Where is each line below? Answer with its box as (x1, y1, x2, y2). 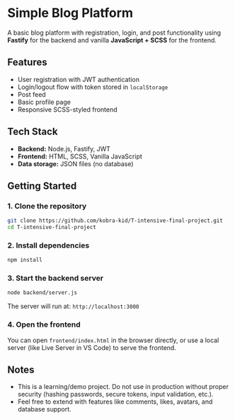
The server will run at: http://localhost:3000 (7, 302, 139, 310)
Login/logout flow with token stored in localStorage (17, 83, 168, 91)
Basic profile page (17, 98, 71, 106)
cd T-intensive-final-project (7, 224, 97, 231)
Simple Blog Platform (7, 5, 133, 21)
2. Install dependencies (7, 240, 90, 250)
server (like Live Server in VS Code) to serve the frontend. (7, 343, 177, 351)
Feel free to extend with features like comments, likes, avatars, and (17, 397, 213, 406)
